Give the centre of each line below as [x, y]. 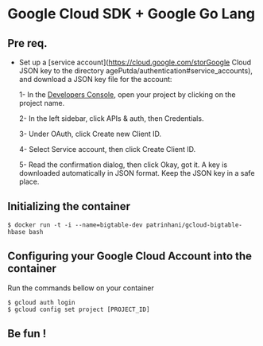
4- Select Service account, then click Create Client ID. [107, 149]
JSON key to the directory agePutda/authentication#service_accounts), [136, 71]
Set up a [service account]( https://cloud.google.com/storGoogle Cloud [135, 62]
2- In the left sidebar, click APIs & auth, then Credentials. [111, 119]
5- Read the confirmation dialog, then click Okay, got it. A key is [123, 165]
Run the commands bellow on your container [81, 288]
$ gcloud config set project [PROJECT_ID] [79, 309]
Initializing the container [69, 206]
